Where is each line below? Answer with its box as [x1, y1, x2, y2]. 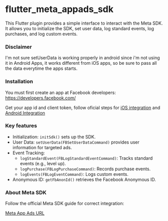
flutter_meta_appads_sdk [5, 4, 114, 15]
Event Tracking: [12, 150, 45, 156]
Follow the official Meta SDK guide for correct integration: [5, 200, 124, 206]
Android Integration [5, 109, 45, 116]
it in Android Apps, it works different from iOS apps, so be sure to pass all [5, 60, 157, 66]
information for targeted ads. [12, 144, 72, 150]
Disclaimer [5, 43, 32, 50]
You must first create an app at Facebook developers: [5, 89, 116, 95]
